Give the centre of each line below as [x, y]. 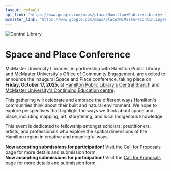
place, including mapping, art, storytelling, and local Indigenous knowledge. [85, 116]
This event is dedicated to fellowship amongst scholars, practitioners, [78, 126]
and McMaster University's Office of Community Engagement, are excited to [85, 74]
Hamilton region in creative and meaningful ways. [57, 137]
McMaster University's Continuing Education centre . [60, 90]
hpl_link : [16, 15]
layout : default [22, 10]
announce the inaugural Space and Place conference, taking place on [78, 79]
